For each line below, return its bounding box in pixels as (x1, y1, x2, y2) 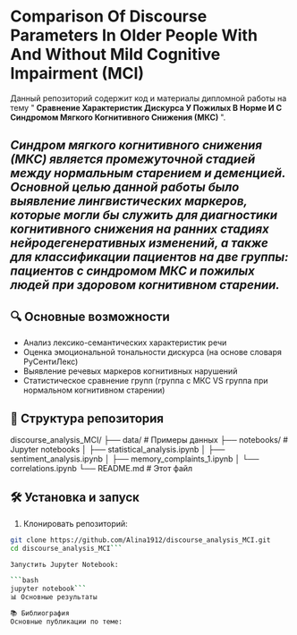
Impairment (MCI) (10, 63, 145, 84)
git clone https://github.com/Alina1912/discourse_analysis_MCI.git (10, 535, 271, 545)
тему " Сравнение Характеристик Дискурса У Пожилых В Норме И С (10, 102, 283, 113)
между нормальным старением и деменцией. (10, 165, 286, 181)
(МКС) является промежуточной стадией (10, 152, 256, 167)
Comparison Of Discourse (10, 6, 208, 27)
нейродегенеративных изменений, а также (10, 235, 269, 251)
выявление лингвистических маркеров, (10, 194, 248, 209)
